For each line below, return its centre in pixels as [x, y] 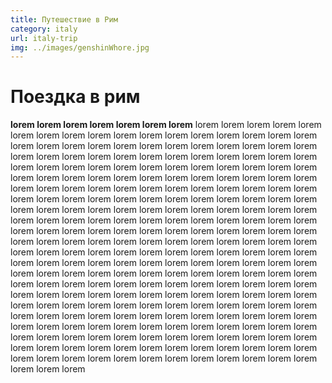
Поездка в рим [75, 97]
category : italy [44, 29]
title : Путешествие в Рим [64, 19]
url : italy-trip [44, 38]
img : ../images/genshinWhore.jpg [80, 47]
